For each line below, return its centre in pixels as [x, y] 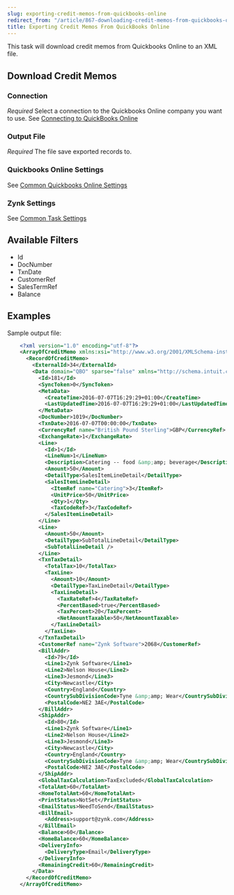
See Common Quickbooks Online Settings [67, 185]
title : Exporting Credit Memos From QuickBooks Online [88, 27]
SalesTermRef [37, 286]
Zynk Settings [31, 203]
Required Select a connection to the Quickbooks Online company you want [115, 111]
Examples [29, 316]
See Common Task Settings [47, 218]
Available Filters [43, 241]
